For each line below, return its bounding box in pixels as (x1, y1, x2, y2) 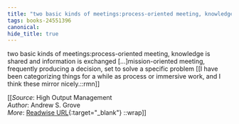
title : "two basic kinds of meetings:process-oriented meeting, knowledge (7, 10, 234, 18)
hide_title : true (7, 30, 59, 38)
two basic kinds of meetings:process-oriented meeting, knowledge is (7, 50, 211, 58)
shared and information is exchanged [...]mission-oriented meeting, (7, 57, 205, 66)
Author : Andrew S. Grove (7, 101, 80, 110)
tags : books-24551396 (7, 17, 72, 24)
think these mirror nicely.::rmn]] (7, 79, 100, 89)
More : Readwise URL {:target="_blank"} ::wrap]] (7, 108, 147, 117)
